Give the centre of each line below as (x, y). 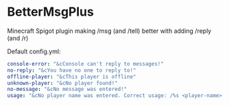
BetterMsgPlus (50, 12)
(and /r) (18, 38)
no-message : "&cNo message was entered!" (67, 90)
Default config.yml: (34, 51)
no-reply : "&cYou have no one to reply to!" (72, 70)
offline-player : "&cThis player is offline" (72, 77)
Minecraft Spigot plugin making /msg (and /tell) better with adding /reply (109, 31)
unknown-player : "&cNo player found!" (62, 83)
